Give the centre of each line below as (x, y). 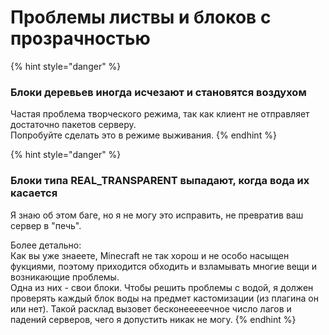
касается (34, 193)
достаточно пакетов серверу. (73, 125)
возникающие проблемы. (65, 277)
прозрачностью (80, 38)
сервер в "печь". (46, 225)
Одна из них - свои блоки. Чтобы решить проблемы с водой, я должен (162, 287)
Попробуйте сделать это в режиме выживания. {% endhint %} (143, 135)
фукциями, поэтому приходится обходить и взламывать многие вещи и (164, 266)
